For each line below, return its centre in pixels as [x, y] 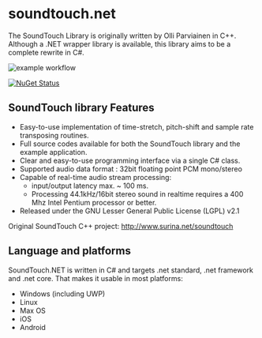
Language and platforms [70, 251]
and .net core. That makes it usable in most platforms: [95, 278]
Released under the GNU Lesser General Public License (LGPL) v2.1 [129, 211]
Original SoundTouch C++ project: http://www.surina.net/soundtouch [121, 226]
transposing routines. [54, 135]
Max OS [32, 310]
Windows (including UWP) [62, 294]
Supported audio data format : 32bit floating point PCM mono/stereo [131, 169]
